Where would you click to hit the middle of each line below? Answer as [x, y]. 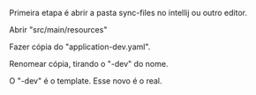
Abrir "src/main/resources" [58, 29]
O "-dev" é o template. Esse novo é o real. [86, 81]
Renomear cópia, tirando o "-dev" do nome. [89, 64]
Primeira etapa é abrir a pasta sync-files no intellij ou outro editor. [128, 13]
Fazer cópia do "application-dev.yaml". [80, 47]
